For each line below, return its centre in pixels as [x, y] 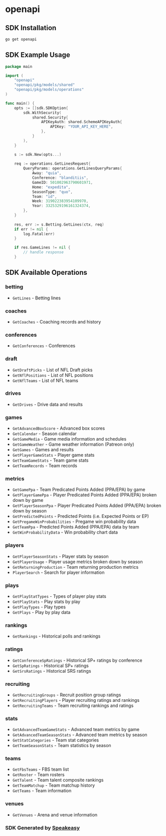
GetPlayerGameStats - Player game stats [53, 455]
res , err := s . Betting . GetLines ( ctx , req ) [59, 225]
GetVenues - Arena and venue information [55, 814]
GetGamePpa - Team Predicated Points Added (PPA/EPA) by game [79, 490]
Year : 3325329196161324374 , [61, 206]
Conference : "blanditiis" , [60, 178]
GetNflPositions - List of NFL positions [53, 375]
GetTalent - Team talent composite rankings [58, 780]
